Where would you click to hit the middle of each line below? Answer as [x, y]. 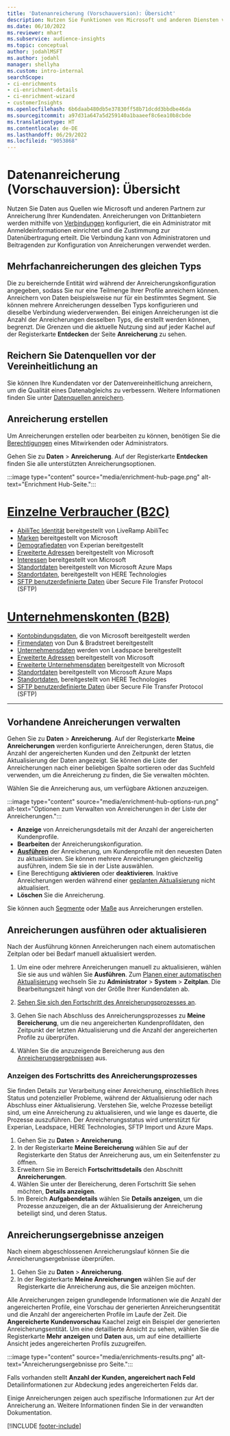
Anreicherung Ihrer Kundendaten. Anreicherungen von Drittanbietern [104, 216]
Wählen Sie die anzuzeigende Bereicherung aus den [91, 1051]
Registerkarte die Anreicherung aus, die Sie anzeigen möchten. [106, 1286]
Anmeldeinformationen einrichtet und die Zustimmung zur [89, 231]
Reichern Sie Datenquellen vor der [81, 356]
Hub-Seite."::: [77, 484]
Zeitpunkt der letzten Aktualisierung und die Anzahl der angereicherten [117, 1030]
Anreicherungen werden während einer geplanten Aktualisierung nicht [116, 881]
